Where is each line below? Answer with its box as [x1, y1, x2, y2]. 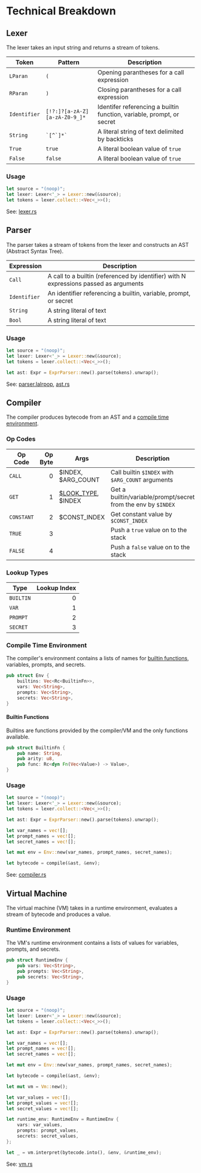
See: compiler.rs [6, 871, 47, 878]
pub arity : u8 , [17, 756, 55, 762]
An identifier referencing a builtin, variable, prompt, [47, 289, 191, 297]
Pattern [57, 58, 80, 66]
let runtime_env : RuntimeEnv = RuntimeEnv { [6, 1116, 119, 1123]
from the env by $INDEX [110, 500, 175, 509]
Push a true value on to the [110, 525, 187, 534]
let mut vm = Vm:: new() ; [6, 1083, 68, 1090]
